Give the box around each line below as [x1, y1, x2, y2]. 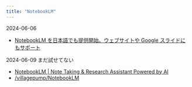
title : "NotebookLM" [6, 8, 57, 15]
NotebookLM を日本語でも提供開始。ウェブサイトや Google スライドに [14, 36, 186, 44]
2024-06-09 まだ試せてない [6, 56, 74, 63]
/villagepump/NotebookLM [14, 74, 80, 81]
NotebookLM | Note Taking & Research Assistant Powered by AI [14, 68, 169, 75]
